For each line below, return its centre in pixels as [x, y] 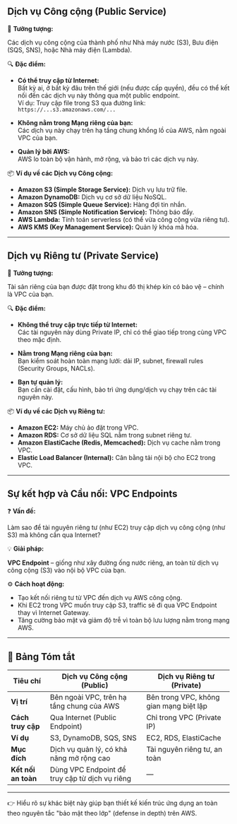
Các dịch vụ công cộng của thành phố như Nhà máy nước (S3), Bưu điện [113, 42]
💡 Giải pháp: [26, 549]
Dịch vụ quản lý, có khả [89, 750]
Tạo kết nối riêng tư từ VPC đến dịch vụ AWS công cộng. [100, 598]
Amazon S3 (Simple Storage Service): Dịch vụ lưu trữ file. [102, 189]
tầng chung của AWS [85, 706]
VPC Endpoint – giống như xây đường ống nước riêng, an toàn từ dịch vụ [113, 563]
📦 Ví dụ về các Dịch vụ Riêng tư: [56, 411]
